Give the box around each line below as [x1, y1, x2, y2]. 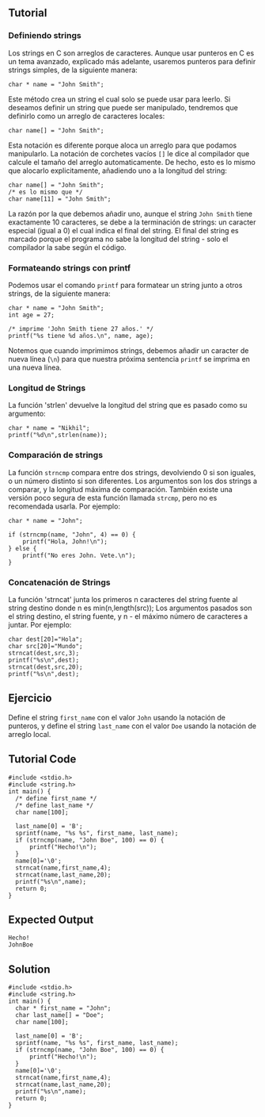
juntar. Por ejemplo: [8, 620, 72, 629]
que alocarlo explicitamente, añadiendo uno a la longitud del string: [8, 166, 228, 175]
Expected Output [8, 912, 94, 927]
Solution [8, 962, 51, 976]
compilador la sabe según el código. [8, 242, 127, 252]
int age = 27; [8, 311, 55, 319]
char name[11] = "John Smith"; [8, 194, 112, 203]
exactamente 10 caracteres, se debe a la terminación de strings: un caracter [8, 217, 256, 227]
